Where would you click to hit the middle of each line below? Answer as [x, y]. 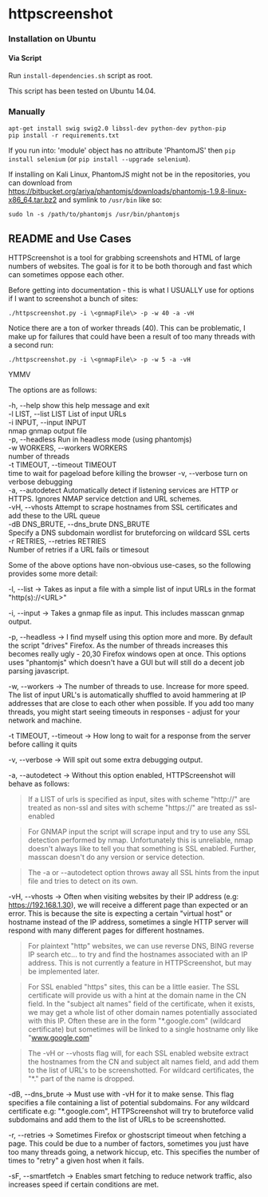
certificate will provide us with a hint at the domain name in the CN [137, 996]
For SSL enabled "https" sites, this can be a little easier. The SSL [134, 987]
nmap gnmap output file [48, 431]
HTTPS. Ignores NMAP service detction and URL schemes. [105, 499]
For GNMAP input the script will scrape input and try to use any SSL [139, 832]
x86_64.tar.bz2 [33, 200]
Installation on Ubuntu [52, 39]
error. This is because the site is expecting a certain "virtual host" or [120, 914]
